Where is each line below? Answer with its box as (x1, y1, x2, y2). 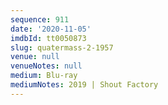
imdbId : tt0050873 (10, 33, 87, 43)
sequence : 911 (10, 14, 70, 25)
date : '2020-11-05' (10, 24, 92, 34)
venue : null (10, 52, 60, 62)
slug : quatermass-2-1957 (10, 42, 114, 53)
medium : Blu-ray (10, 71, 78, 81)
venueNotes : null (10, 61, 83, 71)
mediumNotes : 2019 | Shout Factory (10, 80, 159, 90)
